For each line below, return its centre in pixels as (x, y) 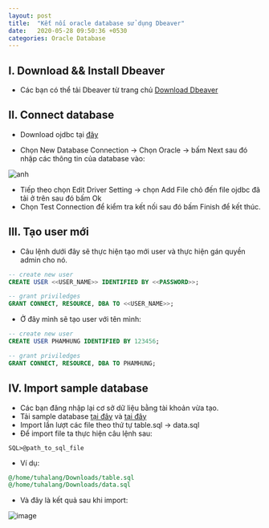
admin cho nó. (44, 260)
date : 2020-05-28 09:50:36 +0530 (68, 30)
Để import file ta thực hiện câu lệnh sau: (86, 433)
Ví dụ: (30, 463)
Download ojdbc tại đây (59, 134)
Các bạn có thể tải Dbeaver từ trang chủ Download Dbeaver (119, 90)
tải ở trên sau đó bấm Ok (61, 198)
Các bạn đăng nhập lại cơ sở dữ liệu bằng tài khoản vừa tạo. (119, 408)
